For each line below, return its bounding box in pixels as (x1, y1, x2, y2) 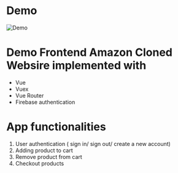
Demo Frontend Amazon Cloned (6, 45, 173, 60)
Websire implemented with (6, 59, 147, 72)
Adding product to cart (15, 147, 73, 154)
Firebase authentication (15, 98, 75, 106)
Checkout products (15, 160, 64, 167)
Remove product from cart (15, 153, 83, 160)
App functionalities (6, 120, 106, 134)
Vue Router (15, 91, 44, 99)
